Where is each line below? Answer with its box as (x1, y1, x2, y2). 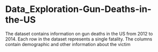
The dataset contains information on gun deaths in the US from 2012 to (5, 30, 153, 36)
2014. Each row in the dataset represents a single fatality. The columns (5, 36, 152, 42)
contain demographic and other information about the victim (5, 41, 131, 47)
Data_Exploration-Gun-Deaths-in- (5, 3, 151, 15)
